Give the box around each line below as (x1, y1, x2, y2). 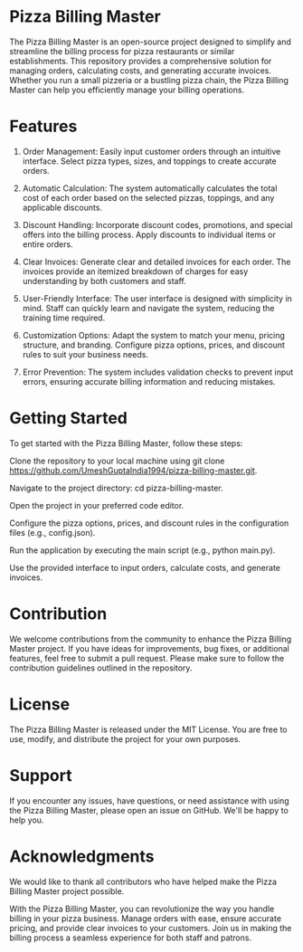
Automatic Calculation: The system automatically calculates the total (22, 183, 278, 194)
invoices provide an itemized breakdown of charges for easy (22, 265, 249, 277)
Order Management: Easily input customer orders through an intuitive (22, 146, 281, 157)
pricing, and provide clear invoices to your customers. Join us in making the (9, 922, 292, 933)
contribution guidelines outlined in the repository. (9, 662, 193, 673)
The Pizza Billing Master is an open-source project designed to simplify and (9, 36, 292, 47)
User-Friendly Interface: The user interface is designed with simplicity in (22, 292, 292, 304)
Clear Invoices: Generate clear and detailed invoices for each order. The (22, 256, 291, 267)
